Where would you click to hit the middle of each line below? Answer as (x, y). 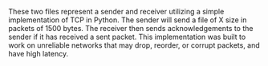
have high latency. (39, 54)
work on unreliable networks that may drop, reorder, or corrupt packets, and (134, 45)
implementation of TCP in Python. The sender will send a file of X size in (128, 20)
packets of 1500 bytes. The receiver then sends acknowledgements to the (131, 28)
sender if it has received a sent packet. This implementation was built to (127, 37)
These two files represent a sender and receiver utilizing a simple (116, 12)
